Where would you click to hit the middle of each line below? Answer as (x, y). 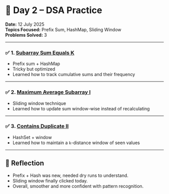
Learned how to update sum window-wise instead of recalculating (81, 108)
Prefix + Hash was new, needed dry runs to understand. (70, 175)
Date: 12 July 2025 (25, 24)
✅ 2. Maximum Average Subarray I (48, 92)
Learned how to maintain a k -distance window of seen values (76, 143)
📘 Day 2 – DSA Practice (54, 10)
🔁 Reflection (25, 163)
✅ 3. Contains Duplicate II (37, 126)
